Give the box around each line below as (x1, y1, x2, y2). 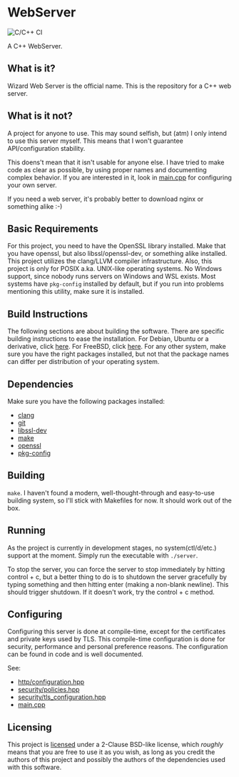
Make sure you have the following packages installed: (7, 397, 166, 405)
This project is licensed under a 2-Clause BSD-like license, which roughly (7, 741, 223, 749)
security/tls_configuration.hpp (17, 693, 106, 701)
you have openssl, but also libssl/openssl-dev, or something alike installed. (7, 249, 228, 258)
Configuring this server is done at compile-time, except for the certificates (7, 627, 226, 636)
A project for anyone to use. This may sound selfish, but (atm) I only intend (7, 129, 227, 137)
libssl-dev (17, 426, 48, 435)
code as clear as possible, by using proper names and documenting (7, 165, 207, 174)
